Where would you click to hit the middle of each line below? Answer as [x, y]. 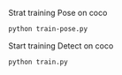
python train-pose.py [48, 29]
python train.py [38, 62]
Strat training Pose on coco [58, 13]
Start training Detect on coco [61, 45]
